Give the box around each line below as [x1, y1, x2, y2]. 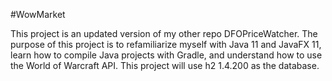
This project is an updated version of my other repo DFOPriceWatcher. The [10, 28, 318, 39]
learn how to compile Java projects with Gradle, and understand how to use [10, 49, 323, 61]
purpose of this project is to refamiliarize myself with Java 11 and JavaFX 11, [10, 39, 322, 50]
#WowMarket [10, 9, 66, 20]
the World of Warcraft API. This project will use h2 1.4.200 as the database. [10, 60, 320, 71]
